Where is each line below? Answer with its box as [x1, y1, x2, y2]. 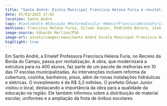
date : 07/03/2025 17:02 [5, 12, 55, 17]
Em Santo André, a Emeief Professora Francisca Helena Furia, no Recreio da [5, 53, 161, 59]
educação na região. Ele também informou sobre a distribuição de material [5, 90, 158, 96]
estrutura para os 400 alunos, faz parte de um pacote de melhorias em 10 [5, 63, 156, 69]
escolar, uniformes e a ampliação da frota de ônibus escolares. [5, 95, 134, 101]
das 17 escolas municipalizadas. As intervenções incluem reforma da [5, 69, 146, 75]
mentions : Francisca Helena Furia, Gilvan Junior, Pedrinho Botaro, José [5, 26, 162, 31]
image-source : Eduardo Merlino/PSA [5, 30, 79, 35]
